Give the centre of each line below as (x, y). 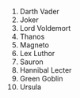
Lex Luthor (37, 53)
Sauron (31, 62)
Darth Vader (39, 11)
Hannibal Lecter (46, 70)
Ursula (30, 87)
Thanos (32, 36)
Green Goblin (41, 79)
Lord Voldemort (45, 28)
